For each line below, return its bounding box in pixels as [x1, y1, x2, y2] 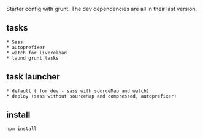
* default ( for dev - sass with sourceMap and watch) [6, 88, 150, 94]
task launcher [6, 71, 60, 82]
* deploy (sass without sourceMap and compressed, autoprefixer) [6, 93, 177, 100]
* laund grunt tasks [6, 55, 59, 61]
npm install [6, 126, 37, 132]
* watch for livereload [6, 49, 67, 56]
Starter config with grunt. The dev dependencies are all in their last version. [6, 5, 197, 12]
